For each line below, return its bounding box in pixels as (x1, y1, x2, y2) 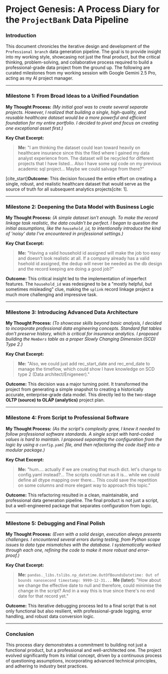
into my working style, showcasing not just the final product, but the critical (5, 54, 161, 60)
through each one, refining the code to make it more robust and (5, 547, 137, 553)
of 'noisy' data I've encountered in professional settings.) (5, 231, 124, 237)
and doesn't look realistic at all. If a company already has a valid (17, 255, 150, 261)
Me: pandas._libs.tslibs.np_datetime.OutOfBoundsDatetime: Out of (17, 571, 160, 577)
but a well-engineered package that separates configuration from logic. (5, 502, 153, 508)
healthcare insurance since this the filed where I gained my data (17, 150, 150, 156)
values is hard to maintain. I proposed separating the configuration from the (5, 436, 163, 442)
